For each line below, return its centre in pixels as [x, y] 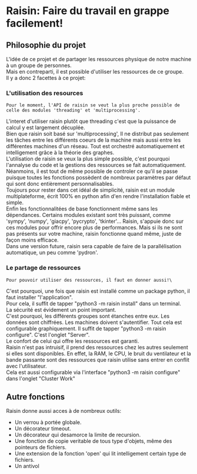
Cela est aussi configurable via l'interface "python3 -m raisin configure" [93, 372]
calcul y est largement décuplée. [46, 128]
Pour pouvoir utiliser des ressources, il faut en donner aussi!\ [89, 280]
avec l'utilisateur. [26, 366]
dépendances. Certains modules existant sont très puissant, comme [89, 215]
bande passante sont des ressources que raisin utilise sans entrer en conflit [98, 359]
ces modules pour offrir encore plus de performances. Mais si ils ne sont [94, 228]
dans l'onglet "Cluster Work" [41, 378]
